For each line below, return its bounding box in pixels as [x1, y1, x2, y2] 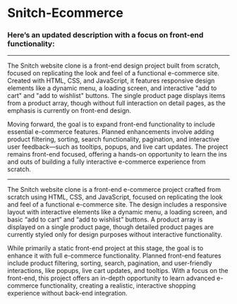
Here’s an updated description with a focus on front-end [7, 30, 204, 40]
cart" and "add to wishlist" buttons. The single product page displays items [7, 92, 226, 100]
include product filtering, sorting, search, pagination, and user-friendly [7, 259, 212, 267]
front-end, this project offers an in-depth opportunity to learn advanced [7, 274, 215, 283]
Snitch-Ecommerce [7, 5, 123, 21]
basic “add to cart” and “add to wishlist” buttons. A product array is [7, 215, 203, 224]
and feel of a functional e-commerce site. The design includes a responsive [7, 200, 227, 209]
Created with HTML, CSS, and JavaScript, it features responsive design [7, 76, 215, 85]
